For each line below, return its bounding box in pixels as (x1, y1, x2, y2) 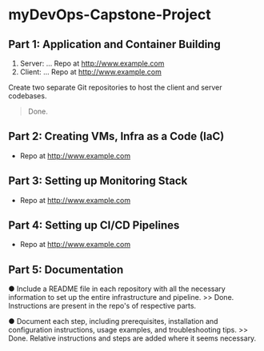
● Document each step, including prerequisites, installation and (8, 317, 218, 326)
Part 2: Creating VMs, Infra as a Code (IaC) (8, 130, 225, 143)
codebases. (8, 91, 47, 101)
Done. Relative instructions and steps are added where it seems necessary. (8, 333, 257, 343)
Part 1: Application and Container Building (8, 38, 222, 51)
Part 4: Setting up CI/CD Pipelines (8, 218, 180, 233)
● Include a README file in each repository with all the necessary (8, 284, 226, 293)
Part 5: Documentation (8, 262, 124, 277)
